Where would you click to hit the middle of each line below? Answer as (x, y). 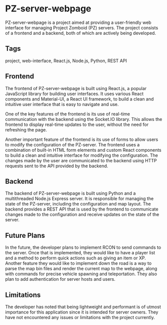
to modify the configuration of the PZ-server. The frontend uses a (73, 144)
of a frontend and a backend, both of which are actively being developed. (81, 33)
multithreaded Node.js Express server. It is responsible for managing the (79, 199)
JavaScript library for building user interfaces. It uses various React (74, 94)
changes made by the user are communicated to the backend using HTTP (81, 160)
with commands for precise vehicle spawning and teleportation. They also (81, 274)
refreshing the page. (26, 129)
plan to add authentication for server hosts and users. (60, 279)
